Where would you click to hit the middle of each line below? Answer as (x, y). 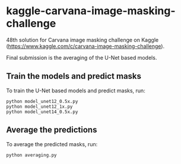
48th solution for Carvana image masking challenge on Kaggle (82, 40)
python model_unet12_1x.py (39, 107)
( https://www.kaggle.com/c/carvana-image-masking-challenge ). (85, 46)
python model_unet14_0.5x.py (42, 112)
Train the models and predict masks (74, 76)
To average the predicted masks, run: (52, 144)
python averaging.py (32, 155)
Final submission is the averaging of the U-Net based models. (82, 57)
